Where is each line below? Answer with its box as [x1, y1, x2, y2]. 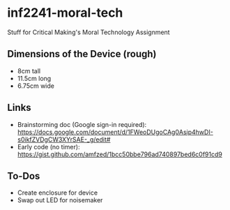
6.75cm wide [17, 82, 54, 90]
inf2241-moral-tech [7, 5, 123, 21]
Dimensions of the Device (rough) [7, 48, 157, 60]
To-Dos [7, 170, 40, 182]
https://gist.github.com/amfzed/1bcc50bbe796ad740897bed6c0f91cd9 [17, 150, 223, 158]
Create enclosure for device [17, 188, 98, 197]
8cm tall [17, 66, 40, 75]
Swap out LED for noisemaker [17, 196, 103, 204]
